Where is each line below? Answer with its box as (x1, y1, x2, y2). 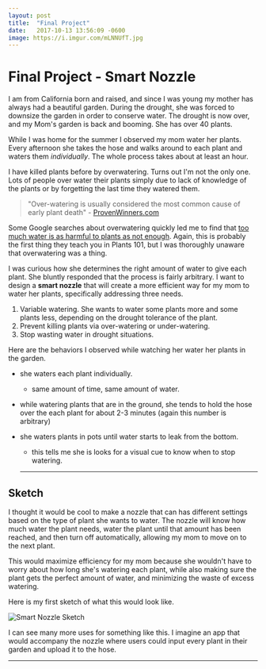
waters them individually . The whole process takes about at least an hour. (8, 152, 249, 161)
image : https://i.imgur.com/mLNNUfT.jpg (8, 33, 144, 42)
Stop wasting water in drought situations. (19, 330, 154, 340)
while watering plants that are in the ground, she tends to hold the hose (19, 400, 253, 409)
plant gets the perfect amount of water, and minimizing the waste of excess (8, 573, 255, 582)
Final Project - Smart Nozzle (8, 68, 196, 86)
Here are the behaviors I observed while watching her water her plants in (8, 345, 246, 355)
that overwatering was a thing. (8, 248, 108, 258)
